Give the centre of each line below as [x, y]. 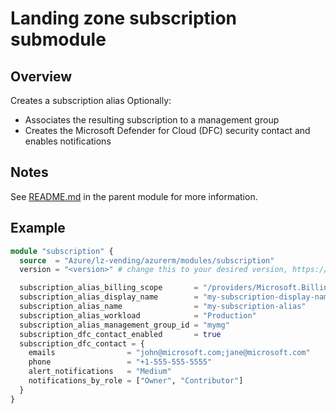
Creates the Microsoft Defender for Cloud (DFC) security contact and [167, 130]
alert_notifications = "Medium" [100, 372]
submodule [58, 39]
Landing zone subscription [124, 18]
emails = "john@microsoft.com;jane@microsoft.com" [169, 353]
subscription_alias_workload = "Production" [138, 315]
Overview [41, 76]
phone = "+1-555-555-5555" [120, 362]
